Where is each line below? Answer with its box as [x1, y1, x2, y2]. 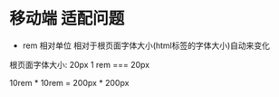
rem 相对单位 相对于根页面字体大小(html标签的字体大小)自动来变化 [22, 40, 270, 51]
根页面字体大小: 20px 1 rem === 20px [9, 59, 150, 70]
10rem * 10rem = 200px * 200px [9, 77, 130, 88]
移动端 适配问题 [9, 8, 125, 29]
